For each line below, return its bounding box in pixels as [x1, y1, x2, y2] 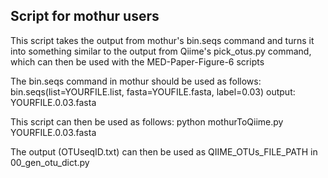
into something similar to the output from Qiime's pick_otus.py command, [10, 45, 312, 57]
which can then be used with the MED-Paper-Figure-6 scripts [10, 55, 265, 68]
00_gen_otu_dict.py [10, 156, 90, 168]
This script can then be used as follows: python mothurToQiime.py [10, 115, 284, 128]
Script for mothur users [10, 8, 160, 25]
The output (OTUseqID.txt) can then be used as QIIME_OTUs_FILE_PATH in [10, 145, 318, 158]
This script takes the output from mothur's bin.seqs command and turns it [10, 34, 315, 46]
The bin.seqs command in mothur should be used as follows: [10, 75, 262, 87]
